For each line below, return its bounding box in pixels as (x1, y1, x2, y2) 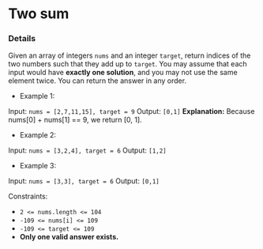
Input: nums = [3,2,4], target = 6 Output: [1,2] (8, 145, 167, 155)
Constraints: (8, 191, 48, 202)
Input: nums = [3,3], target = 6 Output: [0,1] (8, 176, 160, 186)
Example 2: (19, 130, 57, 140)
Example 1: (19, 92, 55, 101)
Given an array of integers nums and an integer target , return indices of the (8, 51, 251, 60)
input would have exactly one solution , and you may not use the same (8, 68, 239, 77)
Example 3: (19, 161, 57, 171)
